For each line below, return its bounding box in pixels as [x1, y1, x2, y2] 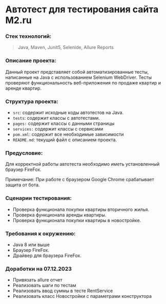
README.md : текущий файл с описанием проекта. [12, 137, 117, 143]
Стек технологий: [5, 33, 52, 40]
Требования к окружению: [5, 230, 76, 237]
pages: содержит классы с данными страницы [12, 120, 115, 126]
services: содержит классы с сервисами [12, 126, 103, 132]
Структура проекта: [5, 98, 59, 105]
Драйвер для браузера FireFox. [12, 252, 82, 258]
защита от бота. [5, 182, 40, 188]
